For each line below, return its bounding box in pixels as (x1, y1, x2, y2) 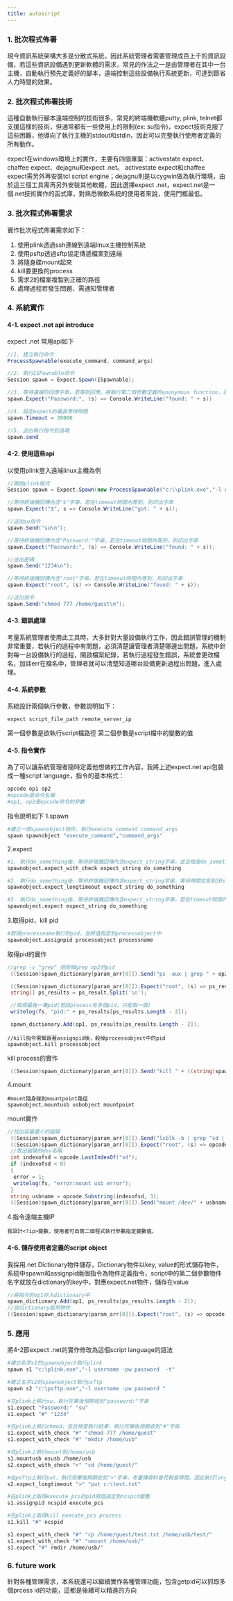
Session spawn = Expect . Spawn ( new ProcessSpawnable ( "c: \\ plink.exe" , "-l (7, 486, 222, 494)
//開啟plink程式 (7, 480, 50, 487)
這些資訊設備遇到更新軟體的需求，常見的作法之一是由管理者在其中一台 (25, 60, 226, 68)
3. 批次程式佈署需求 (7, 209, 73, 218)
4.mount (7, 1080, 31, 1088)
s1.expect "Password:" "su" (7, 1404, 89, 1411)
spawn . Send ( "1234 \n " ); (7, 563, 73, 570)
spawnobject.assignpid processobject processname (7, 936, 154, 943)
